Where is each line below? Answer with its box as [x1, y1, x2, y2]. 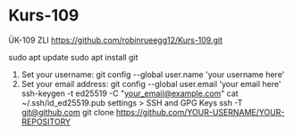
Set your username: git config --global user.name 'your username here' [21, 68, 285, 80]
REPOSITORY [21, 116, 71, 127]
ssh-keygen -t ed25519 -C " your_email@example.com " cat [21, 88, 239, 99]
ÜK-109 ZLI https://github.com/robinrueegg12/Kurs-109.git [8, 35, 223, 45]
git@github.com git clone [21, 107, 114, 117]
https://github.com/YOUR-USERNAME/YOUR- [115, 107, 285, 117]
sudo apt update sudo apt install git [8, 52, 139, 62]
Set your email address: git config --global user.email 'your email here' [21, 78, 281, 89]
